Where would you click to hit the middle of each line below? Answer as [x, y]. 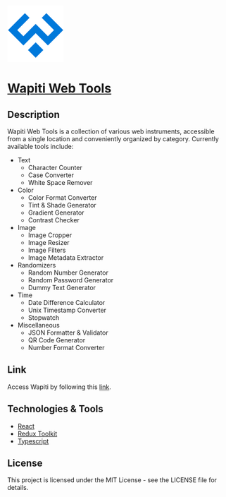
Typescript [33, 441]
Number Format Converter [66, 348]
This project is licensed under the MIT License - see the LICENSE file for [112, 480]
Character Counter [55, 168]
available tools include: [40, 146]
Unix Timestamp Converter [67, 310]
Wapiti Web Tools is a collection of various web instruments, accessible [111, 131]
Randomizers [37, 265]
